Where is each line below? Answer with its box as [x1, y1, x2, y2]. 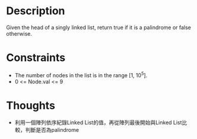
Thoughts [6, 99, 55, 112]
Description [6, 4, 65, 18]
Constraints [6, 51, 66, 65]
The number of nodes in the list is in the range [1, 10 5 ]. [14, 70, 148, 78]
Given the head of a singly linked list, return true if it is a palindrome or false [6, 24, 192, 31]
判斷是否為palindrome [25, 127, 79, 134]
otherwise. [6, 30, 33, 37]
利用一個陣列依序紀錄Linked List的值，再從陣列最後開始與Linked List [14, 119, 182, 126]
